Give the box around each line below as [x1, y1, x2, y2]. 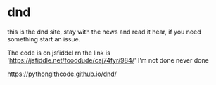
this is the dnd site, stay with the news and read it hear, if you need [7, 27, 201, 36]
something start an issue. [7, 34, 81, 43]
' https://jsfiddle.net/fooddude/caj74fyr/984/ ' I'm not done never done [7, 55, 209, 64]
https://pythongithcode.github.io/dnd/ [7, 70, 117, 78]
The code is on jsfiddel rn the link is [7, 48, 110, 57]
